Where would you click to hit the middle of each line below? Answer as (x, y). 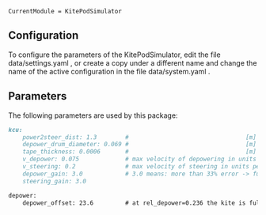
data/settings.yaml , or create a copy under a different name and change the (133, 62)
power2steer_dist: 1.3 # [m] (140, 137)
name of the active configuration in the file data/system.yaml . (109, 71)
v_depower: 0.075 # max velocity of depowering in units (140, 159)
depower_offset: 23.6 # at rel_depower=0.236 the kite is (134, 203)
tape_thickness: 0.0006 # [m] (140, 152)
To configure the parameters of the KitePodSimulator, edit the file (114, 55)
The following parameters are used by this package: (93, 115)
